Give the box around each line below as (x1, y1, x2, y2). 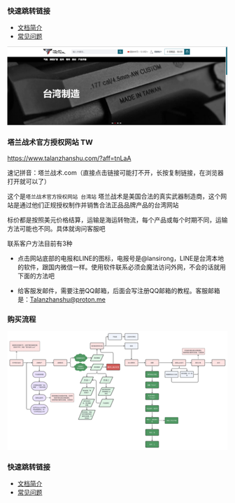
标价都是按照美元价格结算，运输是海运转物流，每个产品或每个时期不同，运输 (7, 215, 228, 224)
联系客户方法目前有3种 (7, 239, 73, 248)
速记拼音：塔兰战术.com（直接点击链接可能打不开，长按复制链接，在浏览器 (7, 168, 224, 176)
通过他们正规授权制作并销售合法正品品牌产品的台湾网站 (19, 201, 179, 209)
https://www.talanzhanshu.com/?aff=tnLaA (7, 154, 131, 162)
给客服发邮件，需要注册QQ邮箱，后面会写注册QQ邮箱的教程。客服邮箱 (17, 286, 220, 295)
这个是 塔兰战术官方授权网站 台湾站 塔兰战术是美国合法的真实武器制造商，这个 (7, 192, 221, 200)
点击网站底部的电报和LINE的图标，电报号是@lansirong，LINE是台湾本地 (17, 254, 225, 262)
